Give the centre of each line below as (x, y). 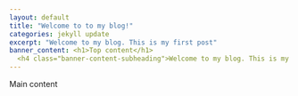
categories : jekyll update (59, 34)
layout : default (39, 17)
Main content (33, 84)
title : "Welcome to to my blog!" (71, 26)
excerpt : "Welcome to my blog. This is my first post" (113, 42)
